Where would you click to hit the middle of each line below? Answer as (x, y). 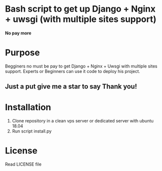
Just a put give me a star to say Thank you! (71, 87)
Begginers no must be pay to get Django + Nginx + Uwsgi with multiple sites (81, 66)
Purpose (23, 52)
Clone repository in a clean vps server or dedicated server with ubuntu (83, 121)
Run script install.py (32, 131)
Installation (28, 107)
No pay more (18, 33)
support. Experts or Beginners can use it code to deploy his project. (73, 71)
